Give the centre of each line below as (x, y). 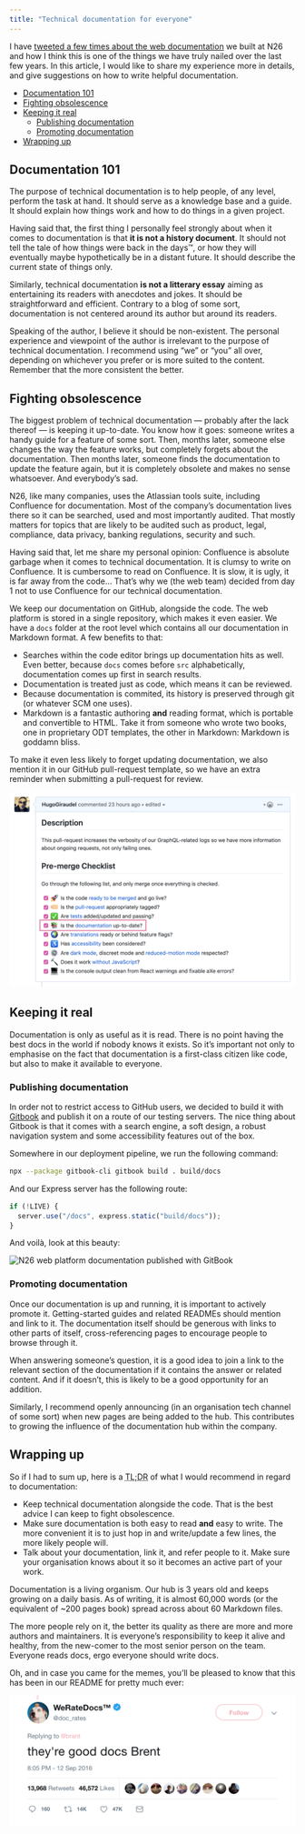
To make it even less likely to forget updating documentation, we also (139, 760)
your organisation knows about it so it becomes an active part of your (152, 1562)
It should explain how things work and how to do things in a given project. (147, 211)
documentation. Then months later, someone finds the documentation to (145, 459)
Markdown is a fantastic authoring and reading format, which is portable (157, 713)
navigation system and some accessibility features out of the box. (133, 1136)
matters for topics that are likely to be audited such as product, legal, (138, 525)
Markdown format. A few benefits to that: (86, 637)
